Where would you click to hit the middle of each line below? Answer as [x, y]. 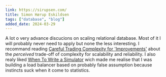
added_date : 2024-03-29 [30, 24]
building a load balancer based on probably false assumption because [79, 65]
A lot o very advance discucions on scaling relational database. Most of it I [83, 38]
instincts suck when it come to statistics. [48, 70]
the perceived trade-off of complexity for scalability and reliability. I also [80, 54]
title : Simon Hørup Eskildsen [37, 15]
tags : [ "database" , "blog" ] [35, 19]
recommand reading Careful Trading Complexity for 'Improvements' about [83, 49]
